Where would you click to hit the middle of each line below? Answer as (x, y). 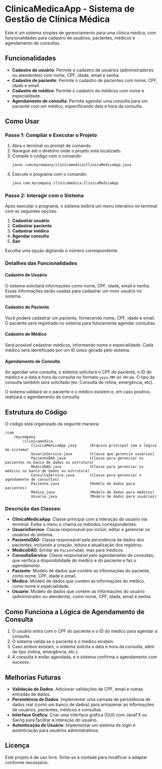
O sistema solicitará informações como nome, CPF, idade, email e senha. (78, 285)
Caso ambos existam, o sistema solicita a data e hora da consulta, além (83, 647)
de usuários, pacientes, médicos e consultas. (57, 709)
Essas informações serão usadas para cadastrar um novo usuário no (73, 291)
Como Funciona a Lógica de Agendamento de (75, 612)
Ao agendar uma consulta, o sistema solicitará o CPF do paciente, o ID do (78, 372)
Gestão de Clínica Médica (58, 19)
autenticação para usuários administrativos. (56, 730)
